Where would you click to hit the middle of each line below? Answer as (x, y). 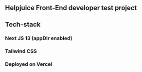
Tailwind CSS (21, 51)
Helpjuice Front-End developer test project (71, 8)
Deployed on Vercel (29, 64)
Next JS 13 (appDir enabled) (39, 38)
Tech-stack (23, 24)
